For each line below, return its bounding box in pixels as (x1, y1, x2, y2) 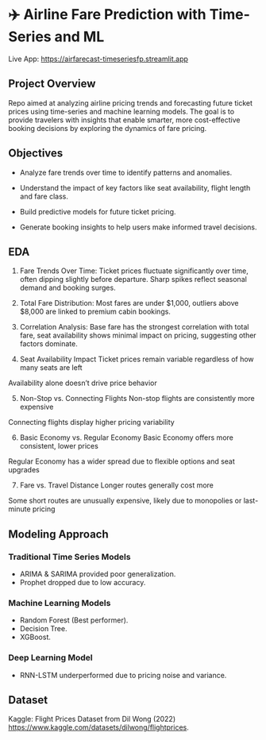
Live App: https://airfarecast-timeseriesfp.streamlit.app (8, 54, 189, 64)
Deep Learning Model (8, 652, 93, 663)
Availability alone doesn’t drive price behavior (8, 378, 157, 388)
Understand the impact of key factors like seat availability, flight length (19, 183, 251, 192)
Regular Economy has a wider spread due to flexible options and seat (8, 457, 236, 466)
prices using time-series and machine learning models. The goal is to (8, 106, 235, 116)
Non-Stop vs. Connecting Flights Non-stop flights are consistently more (19, 394, 256, 403)
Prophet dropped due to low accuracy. (19, 578, 146, 588)
